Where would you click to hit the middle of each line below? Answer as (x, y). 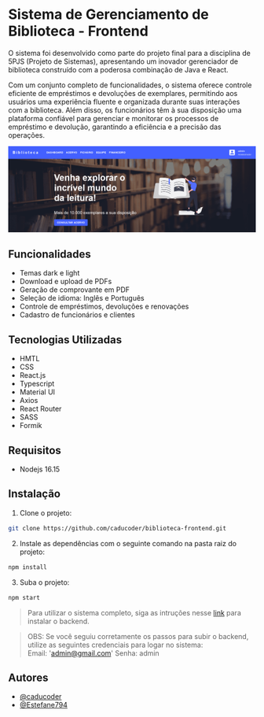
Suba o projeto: (44, 582)
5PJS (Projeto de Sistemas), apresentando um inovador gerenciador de (123, 61)
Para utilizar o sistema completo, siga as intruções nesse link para (134, 612)
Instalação (35, 494)
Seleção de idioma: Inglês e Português (82, 298)
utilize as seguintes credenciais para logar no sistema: (115, 645)
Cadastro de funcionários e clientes (77, 315)
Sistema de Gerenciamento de (109, 15)
